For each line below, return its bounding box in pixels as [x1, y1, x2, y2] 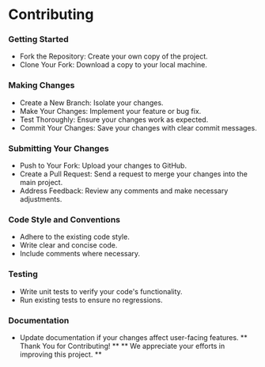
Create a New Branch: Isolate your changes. [19, 97, 164, 108]
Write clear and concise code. [19, 240, 118, 250]
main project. [19, 178, 63, 187]
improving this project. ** [19, 350, 102, 359]
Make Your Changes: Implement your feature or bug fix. [19, 106, 202, 115]
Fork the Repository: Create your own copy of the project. [19, 51, 208, 61]
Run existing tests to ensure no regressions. [19, 295, 163, 305]
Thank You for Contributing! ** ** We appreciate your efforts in [19, 341, 225, 350]
